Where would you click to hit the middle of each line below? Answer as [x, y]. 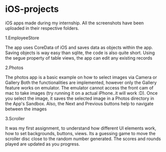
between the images [26, 109]
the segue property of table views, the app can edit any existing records [79, 58]
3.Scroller [15, 118]
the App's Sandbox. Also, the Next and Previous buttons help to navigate [79, 103]
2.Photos [14, 68]
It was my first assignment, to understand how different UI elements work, [81, 128]
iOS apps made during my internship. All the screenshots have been [75, 23]
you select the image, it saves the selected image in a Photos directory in [80, 98]
